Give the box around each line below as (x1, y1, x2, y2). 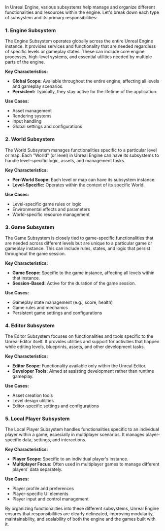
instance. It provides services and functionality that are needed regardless (5, 43, 156, 49)
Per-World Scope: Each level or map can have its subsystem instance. (12, 177, 156, 182)
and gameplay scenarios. (12, 83, 64, 89)
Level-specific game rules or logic (12, 201, 82, 207)
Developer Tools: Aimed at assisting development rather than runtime (12, 368, 154, 374)
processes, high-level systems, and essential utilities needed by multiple (5, 54, 152, 60)
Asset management (12, 108, 52, 114)
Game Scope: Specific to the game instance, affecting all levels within (12, 270, 155, 276)
